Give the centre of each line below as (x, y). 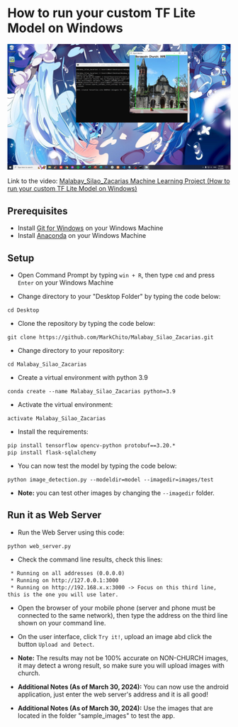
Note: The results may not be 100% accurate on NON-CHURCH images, (123, 657)
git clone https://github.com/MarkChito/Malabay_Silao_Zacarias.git (110, 338)
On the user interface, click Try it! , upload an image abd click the (115, 636)
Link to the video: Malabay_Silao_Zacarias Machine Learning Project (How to (119, 181)
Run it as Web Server (55, 515)
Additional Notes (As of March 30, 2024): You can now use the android (123, 687)
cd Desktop (23, 310)
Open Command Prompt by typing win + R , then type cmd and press (116, 275)
